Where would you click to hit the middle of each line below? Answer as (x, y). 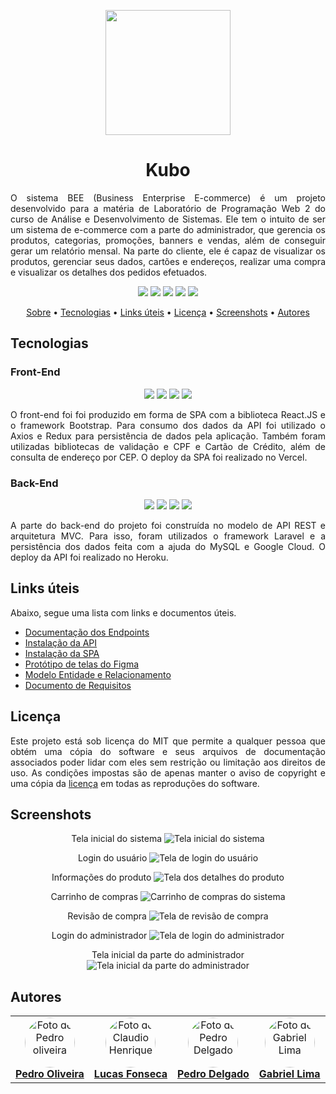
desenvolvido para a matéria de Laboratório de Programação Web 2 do (168, 208)
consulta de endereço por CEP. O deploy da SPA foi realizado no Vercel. (159, 457)
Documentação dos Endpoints (87, 632)
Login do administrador (99, 936)
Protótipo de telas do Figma (82, 664)
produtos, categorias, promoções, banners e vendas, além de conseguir (168, 240)
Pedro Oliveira (50, 1074)
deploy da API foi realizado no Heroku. (89, 557)
